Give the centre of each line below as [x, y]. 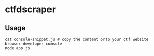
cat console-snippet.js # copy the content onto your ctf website [77, 39]
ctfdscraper [30, 9]
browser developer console [33, 44]
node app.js [17, 48]
